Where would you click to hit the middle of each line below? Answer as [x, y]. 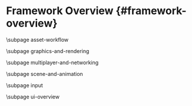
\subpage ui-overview [33, 97]
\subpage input [24, 85]
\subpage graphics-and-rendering [48, 51]
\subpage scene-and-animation [45, 74]
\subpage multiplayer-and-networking [52, 62]
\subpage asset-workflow [37, 39]
